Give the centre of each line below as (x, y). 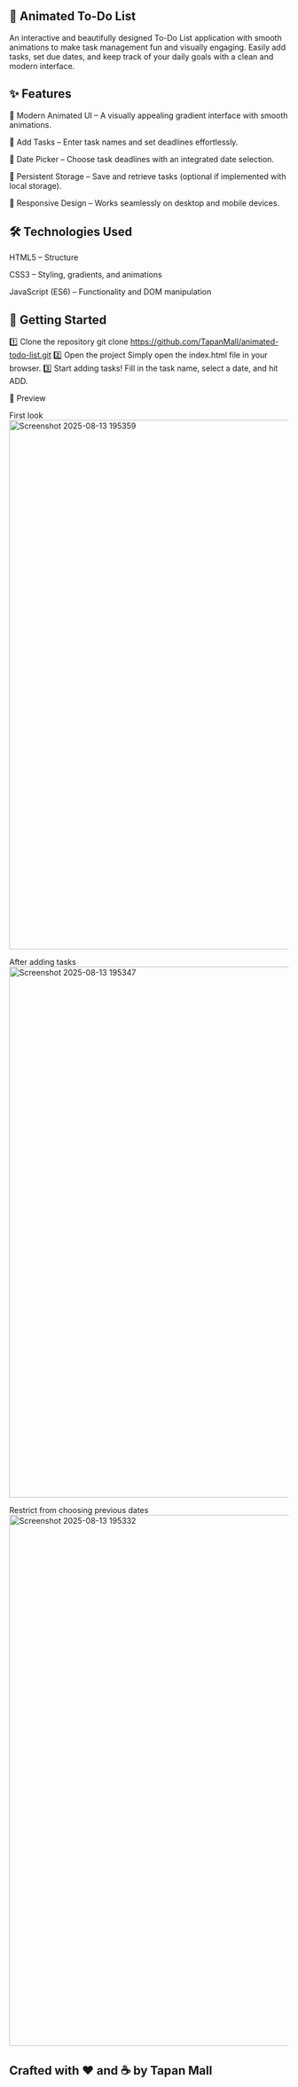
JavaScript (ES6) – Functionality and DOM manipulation (110, 292)
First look (26, 416)
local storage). (35, 185)
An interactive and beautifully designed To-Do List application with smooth (145, 37)
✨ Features (40, 94)
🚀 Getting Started (58, 320)
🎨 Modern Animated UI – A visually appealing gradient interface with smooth (149, 115)
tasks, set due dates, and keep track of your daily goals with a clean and (141, 56)
